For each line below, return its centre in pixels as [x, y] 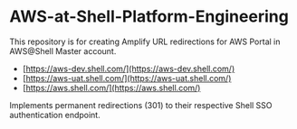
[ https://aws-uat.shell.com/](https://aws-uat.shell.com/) [127, 78]
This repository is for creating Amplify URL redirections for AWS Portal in [145, 41]
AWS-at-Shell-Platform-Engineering [149, 17]
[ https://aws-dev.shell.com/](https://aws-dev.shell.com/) [129, 69]
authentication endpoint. [55, 115]
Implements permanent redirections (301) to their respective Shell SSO [141, 105]
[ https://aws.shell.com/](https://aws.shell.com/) [111, 88]
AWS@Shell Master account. [63, 51]
